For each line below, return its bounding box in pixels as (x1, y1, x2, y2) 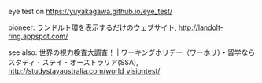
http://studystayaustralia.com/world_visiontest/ (8, 67, 161, 75)
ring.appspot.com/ (8, 31, 68, 41)
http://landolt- (178, 23, 224, 32)
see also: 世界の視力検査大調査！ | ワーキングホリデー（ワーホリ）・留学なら (8, 48, 256, 57)
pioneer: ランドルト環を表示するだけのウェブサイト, (8, 23, 177, 32)
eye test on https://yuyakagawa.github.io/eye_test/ (8, 7, 173, 16)
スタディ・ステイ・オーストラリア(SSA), (8, 58, 139, 67)
